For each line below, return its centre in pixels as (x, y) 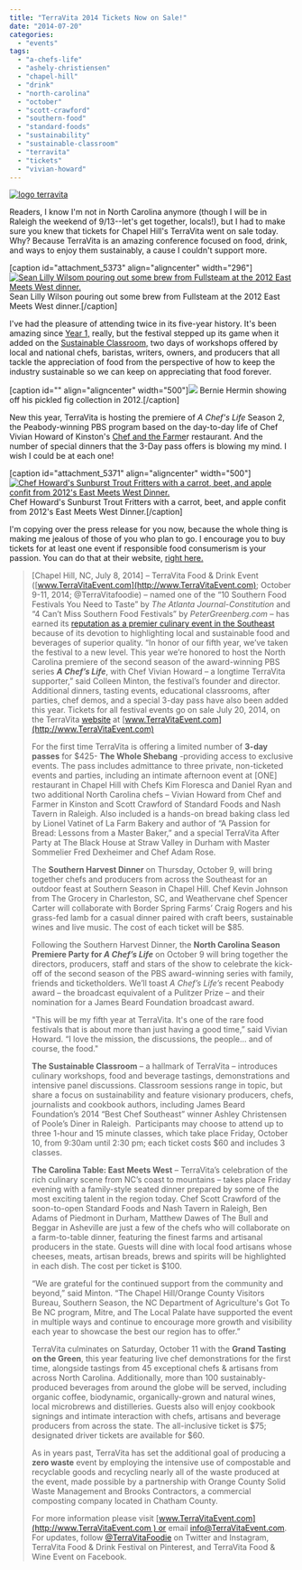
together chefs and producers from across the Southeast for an (149, 879)
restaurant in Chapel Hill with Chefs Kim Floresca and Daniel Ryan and (162, 785)
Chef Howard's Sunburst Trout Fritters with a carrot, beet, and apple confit (148, 502)
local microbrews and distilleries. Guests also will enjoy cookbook (153, 1406)
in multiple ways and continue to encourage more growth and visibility (162, 1322)
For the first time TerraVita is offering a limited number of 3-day (150, 747)
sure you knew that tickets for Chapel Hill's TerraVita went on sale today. (144, 231)
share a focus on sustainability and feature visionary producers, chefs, (162, 1095)
